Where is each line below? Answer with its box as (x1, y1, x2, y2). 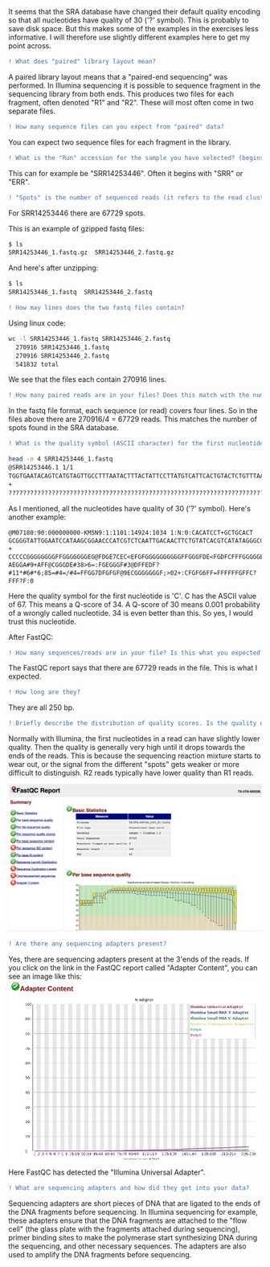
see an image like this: (8, 971, 82, 981)
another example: (8, 512, 67, 522)
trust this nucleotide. (8, 617, 76, 626)
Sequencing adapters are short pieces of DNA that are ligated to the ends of (8, 1199, 261, 1208)
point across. (8, 41, 52, 51)
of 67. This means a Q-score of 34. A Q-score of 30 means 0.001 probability (8, 599, 261, 609)
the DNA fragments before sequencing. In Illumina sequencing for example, (8, 1208, 259, 1217)
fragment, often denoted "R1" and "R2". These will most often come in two (8, 97, 255, 107)
